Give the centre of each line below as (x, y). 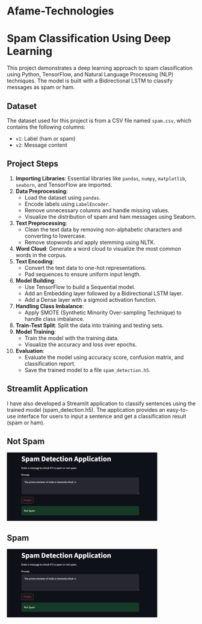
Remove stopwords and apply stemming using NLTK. (90, 242)
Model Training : (35, 331)
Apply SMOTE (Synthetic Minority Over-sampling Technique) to (103, 312)
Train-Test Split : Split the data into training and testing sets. (90, 325)
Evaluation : (30, 350)
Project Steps (33, 164)
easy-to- (177, 409)
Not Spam (26, 441)
